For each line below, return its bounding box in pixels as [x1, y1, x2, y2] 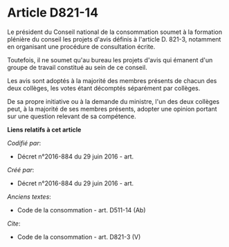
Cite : [7, 219, 21, 228]
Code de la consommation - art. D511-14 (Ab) [17, 205, 146, 214]
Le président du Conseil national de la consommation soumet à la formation [7, 28, 223, 36]
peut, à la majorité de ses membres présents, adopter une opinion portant [7, 104, 217, 113]
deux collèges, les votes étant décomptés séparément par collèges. [7, 84, 201, 92]
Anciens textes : [7, 192, 52, 201]
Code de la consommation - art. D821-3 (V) [17, 232, 141, 241]
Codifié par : [7, 138, 42, 147]
